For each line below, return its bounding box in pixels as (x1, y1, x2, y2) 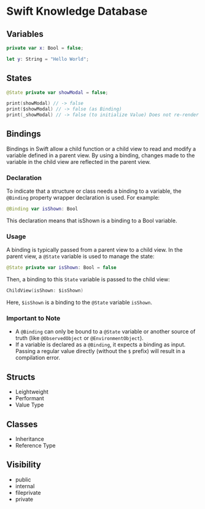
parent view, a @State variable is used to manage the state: (6, 253, 155, 260)
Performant (15, 395, 44, 402)
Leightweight (15, 388, 49, 395)
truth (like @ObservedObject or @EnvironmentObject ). (15, 335, 144, 342)
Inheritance (15, 435, 45, 443)
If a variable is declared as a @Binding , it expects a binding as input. (15, 341, 186, 348)
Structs (6, 371, 36, 382)
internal (15, 482, 35, 489)
